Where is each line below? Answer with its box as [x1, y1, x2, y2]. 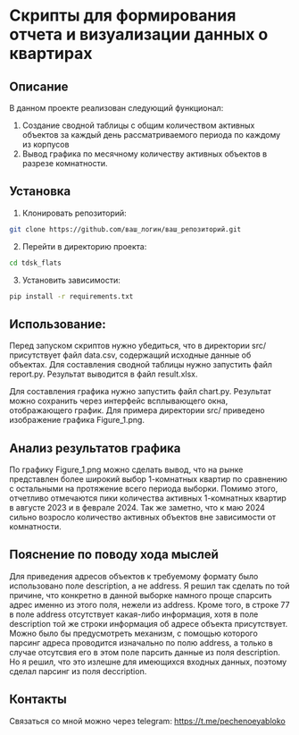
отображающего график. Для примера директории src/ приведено [9, 405, 265, 416]
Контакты [9, 692, 67, 707]
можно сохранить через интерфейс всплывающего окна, [9, 395, 228, 407]
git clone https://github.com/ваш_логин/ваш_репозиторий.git [9, 224, 242, 233]
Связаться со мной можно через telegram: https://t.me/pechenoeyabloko [9, 715, 286, 726]
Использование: [9, 317, 106, 332]
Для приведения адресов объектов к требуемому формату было [9, 570, 259, 581]
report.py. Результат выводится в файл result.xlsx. [9, 368, 198, 380]
